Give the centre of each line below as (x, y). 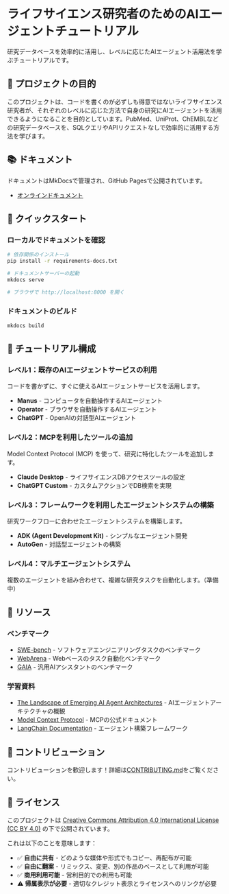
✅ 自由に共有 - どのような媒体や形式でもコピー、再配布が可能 (104, 858)
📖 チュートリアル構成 (52, 349)
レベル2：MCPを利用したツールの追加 (70, 438)
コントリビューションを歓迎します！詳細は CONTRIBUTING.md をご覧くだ (110, 770)
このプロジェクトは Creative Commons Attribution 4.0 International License (113, 820)
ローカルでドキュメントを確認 (56, 239)
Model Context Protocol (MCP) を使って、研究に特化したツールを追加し (108, 454)
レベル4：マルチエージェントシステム (69, 564)
